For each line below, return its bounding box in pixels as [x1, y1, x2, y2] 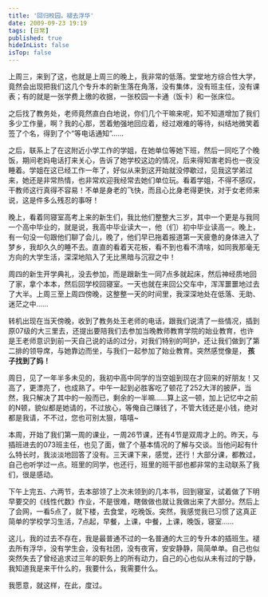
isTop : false [8, 49, 52, 57]
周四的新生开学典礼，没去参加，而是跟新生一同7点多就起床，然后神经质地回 [8, 269, 257, 279]
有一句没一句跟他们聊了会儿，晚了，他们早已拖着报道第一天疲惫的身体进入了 [8, 232, 260, 242]
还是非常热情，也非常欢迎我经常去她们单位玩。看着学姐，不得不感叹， [29, 176, 260, 184]
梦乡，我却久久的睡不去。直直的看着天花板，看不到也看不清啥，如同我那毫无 [8, 243, 260, 251]
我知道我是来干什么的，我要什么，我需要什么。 [8, 563, 162, 573]
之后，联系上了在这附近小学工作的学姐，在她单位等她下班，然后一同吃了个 [8, 145, 253, 155]
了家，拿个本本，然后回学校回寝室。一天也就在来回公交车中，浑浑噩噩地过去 [8, 279, 260, 288]
